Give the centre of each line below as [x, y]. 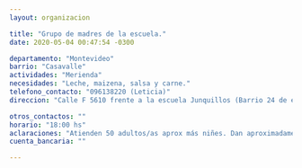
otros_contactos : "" [48, 116]
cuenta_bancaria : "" [48, 141]
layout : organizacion [50, 18]
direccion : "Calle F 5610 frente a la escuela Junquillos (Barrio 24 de [148, 100]
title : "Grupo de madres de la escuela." [88, 34]
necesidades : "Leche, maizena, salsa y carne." [100, 84]
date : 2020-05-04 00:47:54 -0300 [72, 42]
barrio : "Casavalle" [48, 67]
